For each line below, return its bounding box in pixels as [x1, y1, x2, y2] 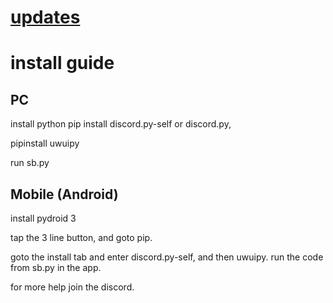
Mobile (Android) [10, 186, 119, 203]
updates [10, 6, 81, 29]
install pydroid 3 [10, 212, 77, 224]
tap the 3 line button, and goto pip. [10, 232, 153, 243]
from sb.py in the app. [10, 262, 102, 273]
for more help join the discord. [10, 281, 135, 293]
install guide [10, 52, 115, 75]
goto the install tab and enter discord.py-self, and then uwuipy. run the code [10, 251, 324, 263]
